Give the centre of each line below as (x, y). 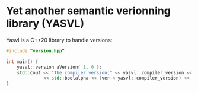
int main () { (22, 61)
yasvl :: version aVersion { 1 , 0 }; (59, 67)
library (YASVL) (45, 23)
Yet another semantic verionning (88, 11)
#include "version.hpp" (36, 51)
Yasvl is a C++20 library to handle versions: (59, 40)
